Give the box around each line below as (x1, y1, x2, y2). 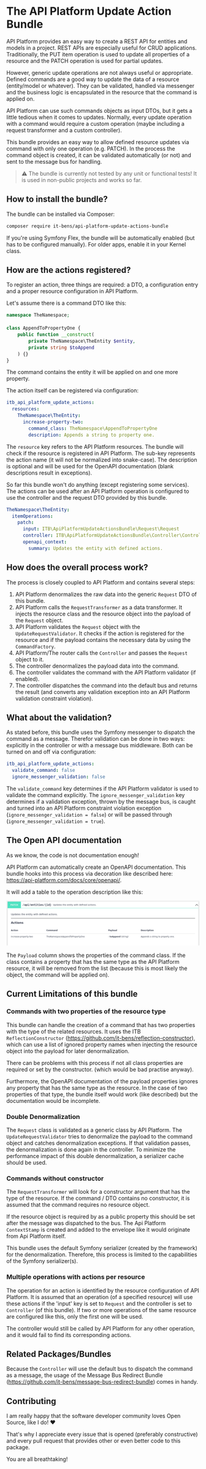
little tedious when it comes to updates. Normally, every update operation (6, 113, 192, 121)
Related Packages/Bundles (6, 1349, 112, 1359)
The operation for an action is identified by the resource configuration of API (6, 1286, 199, 1294)
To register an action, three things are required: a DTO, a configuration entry (6, 281, 199, 289)
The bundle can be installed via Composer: (6, 210, 115, 218)
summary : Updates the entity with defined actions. (28, 545, 164, 551)
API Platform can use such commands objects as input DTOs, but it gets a (6, 107, 193, 114)
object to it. (15, 655, 44, 663)
